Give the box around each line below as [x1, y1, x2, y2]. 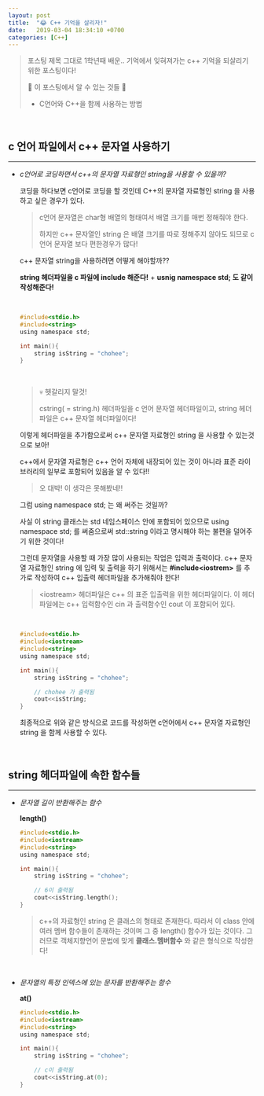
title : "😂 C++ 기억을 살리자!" [8, 19, 108, 27]
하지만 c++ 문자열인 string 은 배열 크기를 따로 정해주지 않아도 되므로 [38, 230, 249, 239]
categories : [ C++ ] [8, 33, 68, 42]
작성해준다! [19, 282, 54, 292]
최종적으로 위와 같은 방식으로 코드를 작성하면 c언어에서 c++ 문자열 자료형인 [19, 718, 251, 727]
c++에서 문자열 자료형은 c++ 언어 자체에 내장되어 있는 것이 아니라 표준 [19, 457, 236, 466]
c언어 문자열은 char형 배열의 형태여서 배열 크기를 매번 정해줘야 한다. [38, 213, 249, 223]
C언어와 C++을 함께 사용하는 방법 [38, 99, 143, 108]
